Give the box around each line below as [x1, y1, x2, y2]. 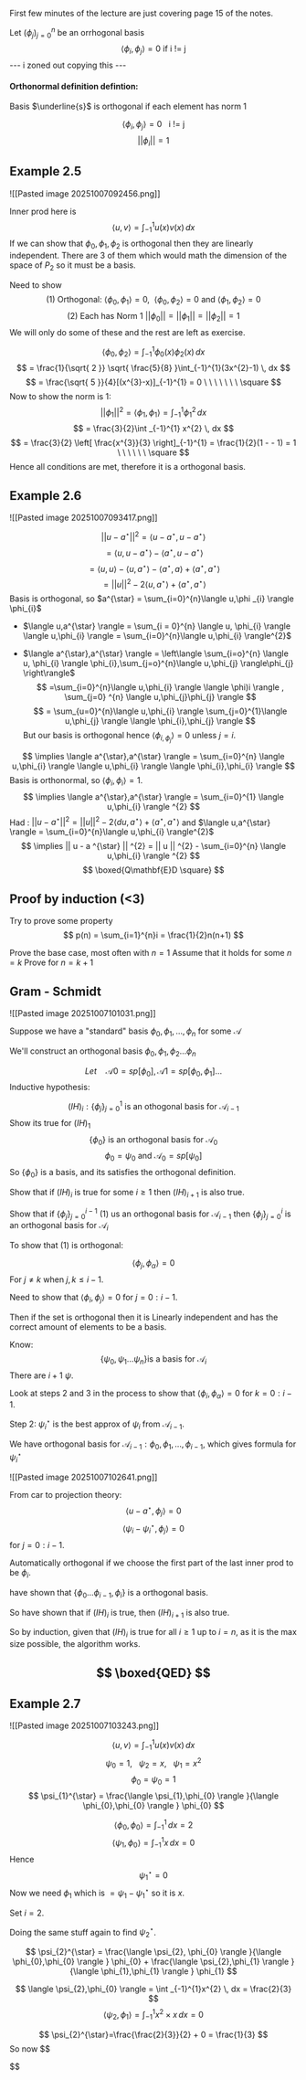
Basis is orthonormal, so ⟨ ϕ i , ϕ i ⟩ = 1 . [9, 774, 143, 788]
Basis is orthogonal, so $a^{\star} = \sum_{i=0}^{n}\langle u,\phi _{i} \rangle [9, 593, 294, 604]
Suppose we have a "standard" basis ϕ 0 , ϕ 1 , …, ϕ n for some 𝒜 [9, 1025, 242, 1038]
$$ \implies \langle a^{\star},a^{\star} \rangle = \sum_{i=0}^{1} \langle [22, 791, 285, 802]
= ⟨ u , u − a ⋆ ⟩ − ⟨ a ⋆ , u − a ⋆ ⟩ [106, 546, 204, 558]
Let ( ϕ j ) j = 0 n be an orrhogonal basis [9, 26, 144, 40]
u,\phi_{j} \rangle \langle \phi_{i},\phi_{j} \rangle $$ [65, 715, 256, 726]
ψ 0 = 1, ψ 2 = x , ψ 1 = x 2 [105, 1756, 202, 1771]
